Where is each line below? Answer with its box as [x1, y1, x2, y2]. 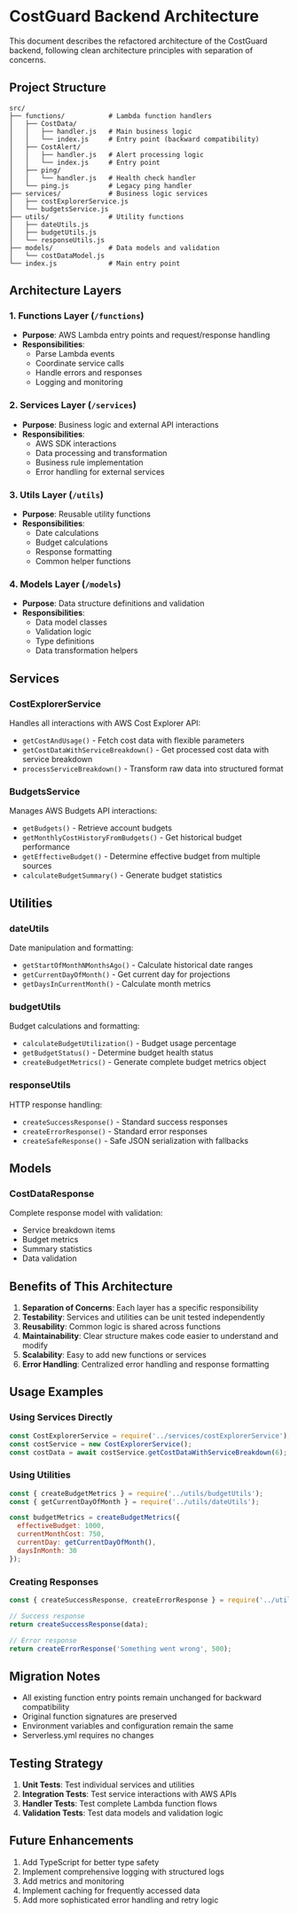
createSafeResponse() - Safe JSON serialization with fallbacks [21, 1135, 249, 1146]
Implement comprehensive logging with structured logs [21, 1866, 224, 1877]
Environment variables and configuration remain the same [21, 1721, 234, 1731]
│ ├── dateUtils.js [9, 220, 90, 229]
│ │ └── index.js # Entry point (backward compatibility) [9, 135, 260, 144]
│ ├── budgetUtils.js [9, 228, 98, 237]
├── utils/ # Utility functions [9, 212, 184, 221]
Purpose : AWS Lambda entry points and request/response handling [21, 330, 271, 341]
